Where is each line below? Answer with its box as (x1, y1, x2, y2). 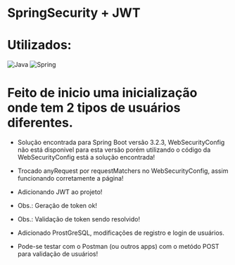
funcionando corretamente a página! (17, 174, 124, 183)
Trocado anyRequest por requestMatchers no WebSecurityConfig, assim (17, 167, 229, 175)
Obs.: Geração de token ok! (17, 202, 97, 210)
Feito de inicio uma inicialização (7, 85, 198, 101)
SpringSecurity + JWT (7, 5, 141, 21)
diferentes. (7, 115, 73, 131)
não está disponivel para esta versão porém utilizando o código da (17, 146, 211, 154)
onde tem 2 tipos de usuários (7, 100, 181, 116)
